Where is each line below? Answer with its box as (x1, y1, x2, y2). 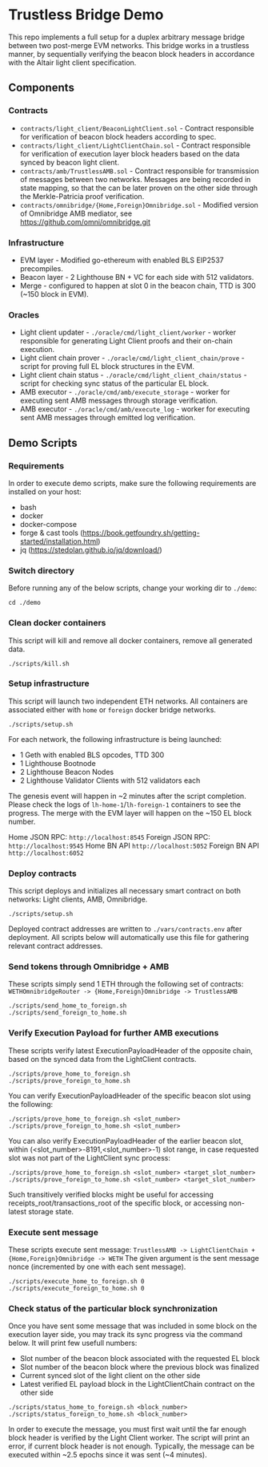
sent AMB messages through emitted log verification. (19, 413, 196, 423)
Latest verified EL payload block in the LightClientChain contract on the (19, 1380, 255, 1389)
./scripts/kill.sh (8, 659, 70, 667)
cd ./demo (8, 599, 42, 607)
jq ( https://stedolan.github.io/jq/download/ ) (19, 545, 162, 554)
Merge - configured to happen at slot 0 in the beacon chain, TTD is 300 (19, 281, 256, 290)
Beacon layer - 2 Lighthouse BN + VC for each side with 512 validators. (19, 272, 254, 282)
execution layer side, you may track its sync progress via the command (8, 1330, 242, 1339)
